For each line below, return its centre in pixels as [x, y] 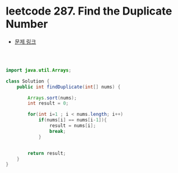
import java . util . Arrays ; [38, 70]
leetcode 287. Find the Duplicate [89, 11]
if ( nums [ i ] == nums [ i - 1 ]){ [73, 120]
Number [27, 24]
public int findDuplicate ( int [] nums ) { [69, 87]
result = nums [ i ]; [73, 126]
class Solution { [28, 81]
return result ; [47, 153]
